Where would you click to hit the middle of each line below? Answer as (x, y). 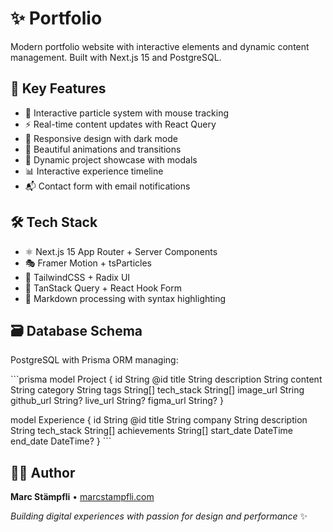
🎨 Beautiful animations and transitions (103, 149)
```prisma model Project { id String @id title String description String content (166, 379)
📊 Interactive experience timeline (94, 171)
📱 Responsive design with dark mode (101, 138)
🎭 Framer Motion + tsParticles (88, 263)
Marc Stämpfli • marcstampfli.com (82, 497)
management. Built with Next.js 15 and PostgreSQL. (116, 57)
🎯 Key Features (58, 88)
